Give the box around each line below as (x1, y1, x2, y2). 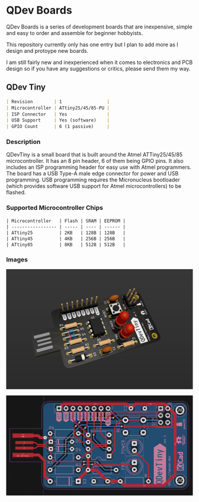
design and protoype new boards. (6, 47, 89, 54)
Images (6, 255, 28, 264)
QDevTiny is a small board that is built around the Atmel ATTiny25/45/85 (6, 151, 183, 158)
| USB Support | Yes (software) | (6, 117, 110, 123)
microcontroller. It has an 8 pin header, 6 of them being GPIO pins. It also (6, 158, 184, 165)
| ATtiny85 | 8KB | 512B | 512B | (6, 241, 126, 248)
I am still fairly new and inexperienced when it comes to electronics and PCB (6, 59, 193, 66)
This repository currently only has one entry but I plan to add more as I (6, 41, 179, 48)
